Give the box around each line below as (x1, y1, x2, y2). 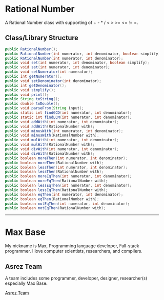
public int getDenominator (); (5, 83, 67, 88)
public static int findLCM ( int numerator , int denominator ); (5, 115, 132, 120)
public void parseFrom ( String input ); (5, 106, 84, 111)
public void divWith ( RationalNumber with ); (5, 151, 95, 156)
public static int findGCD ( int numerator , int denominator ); (5, 110, 132, 115)
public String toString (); (5, 97, 60, 102)
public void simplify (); (5, 87, 56, 92)
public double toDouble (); (5, 101, 60, 106)
